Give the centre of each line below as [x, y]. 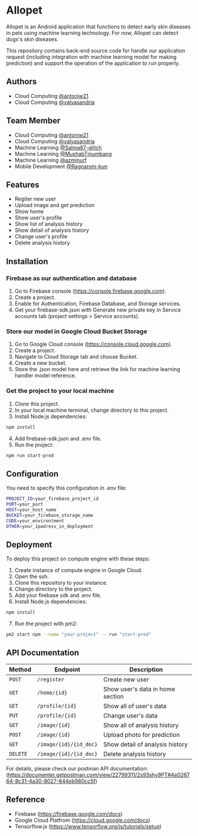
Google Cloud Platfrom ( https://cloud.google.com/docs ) [82, 820]
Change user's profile [41, 237]
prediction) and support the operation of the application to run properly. [93, 63]
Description [146, 669]
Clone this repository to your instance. [61, 583]
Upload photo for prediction [141, 735]
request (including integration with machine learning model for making [91, 57]
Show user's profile [38, 218]
